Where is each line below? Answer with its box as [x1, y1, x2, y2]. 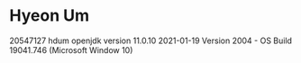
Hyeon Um [9, 5, 90, 26]
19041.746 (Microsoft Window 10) [9, 44, 133, 55]
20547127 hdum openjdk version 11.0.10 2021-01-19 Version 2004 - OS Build [9, 35, 293, 46]
